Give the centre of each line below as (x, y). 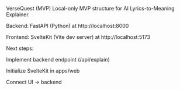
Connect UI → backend (34, 82)
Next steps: (20, 48)
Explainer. (18, 15)
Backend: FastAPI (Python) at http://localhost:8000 (67, 26)
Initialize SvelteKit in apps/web (43, 71)
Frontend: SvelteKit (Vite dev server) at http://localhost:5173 (78, 37)
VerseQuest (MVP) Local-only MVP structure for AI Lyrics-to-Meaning (90, 8)
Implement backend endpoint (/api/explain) (58, 60)
